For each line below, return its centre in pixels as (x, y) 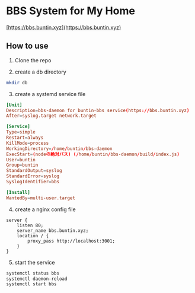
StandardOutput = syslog (34, 171)
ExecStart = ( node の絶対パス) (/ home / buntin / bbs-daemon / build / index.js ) (93, 154)
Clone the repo (33, 60)
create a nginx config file (45, 209)
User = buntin (21, 160)
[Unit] (14, 105)
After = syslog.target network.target (51, 116)
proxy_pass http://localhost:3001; (71, 241)
